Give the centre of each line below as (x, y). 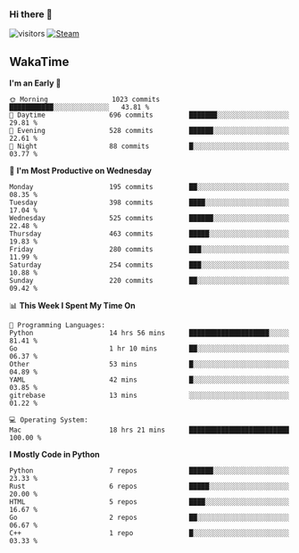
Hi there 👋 (31, 14)
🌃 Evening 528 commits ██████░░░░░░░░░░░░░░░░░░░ (149, 131)
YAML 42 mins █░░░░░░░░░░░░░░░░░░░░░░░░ (149, 380)
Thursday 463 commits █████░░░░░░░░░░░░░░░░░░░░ (149, 234)
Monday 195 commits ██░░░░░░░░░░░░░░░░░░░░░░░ (149, 187)
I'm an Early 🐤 (35, 83)
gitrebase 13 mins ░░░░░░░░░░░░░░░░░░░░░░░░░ (149, 396)
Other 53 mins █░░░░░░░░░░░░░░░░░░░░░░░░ (149, 365)
